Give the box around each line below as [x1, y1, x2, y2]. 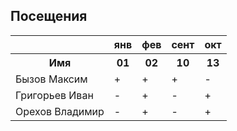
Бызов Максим [15, 72, 88, 86]
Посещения [10, 8, 88, 25]
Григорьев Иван [15, 88, 94, 102]
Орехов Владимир [15, 104, 105, 118]
